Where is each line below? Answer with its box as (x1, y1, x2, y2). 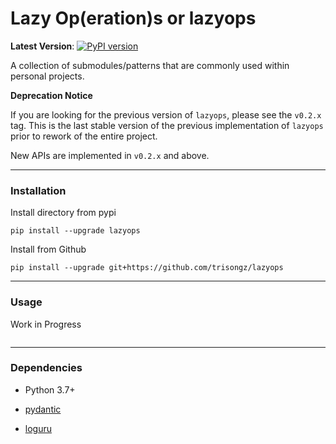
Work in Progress (10, 318, 82, 330)
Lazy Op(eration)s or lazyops (10, 7, 257, 30)
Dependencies (10, 361, 83, 375)
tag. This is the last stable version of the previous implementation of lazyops (10, 119, 324, 131)
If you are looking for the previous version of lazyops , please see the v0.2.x (10, 108, 322, 121)
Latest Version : (10, 40, 75, 52)
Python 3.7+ (24, 383, 76, 396)
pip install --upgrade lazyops (10, 226, 141, 236)
